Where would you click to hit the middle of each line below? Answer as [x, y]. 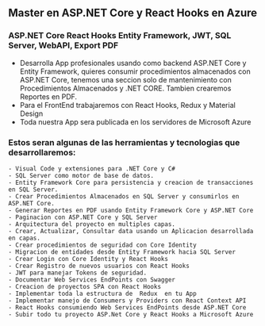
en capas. [25, 238]
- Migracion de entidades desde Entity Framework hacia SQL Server [122, 252]
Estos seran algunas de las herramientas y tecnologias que [124, 142]
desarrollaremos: [42, 152]
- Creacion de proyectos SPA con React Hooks [84, 286]
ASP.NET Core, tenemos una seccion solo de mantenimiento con [125, 79]
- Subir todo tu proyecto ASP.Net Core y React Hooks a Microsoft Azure [131, 314]
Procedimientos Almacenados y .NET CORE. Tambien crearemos [125, 88]
